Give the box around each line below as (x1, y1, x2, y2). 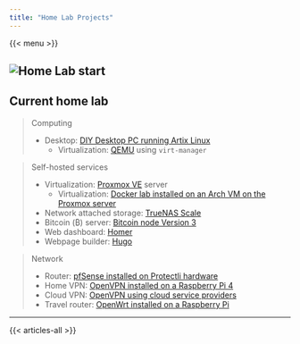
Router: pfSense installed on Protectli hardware (44, 270, 219, 281)
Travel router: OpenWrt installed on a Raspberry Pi (44, 298, 229, 309)
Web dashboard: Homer (44, 226, 133, 237)
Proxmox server (57, 197, 117, 208)
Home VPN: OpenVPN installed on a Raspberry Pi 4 (44, 280, 234, 290)
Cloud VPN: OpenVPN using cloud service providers (44, 289, 237, 300)
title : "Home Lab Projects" (9, 13, 114, 22)
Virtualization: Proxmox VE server (44, 179, 168, 189)
